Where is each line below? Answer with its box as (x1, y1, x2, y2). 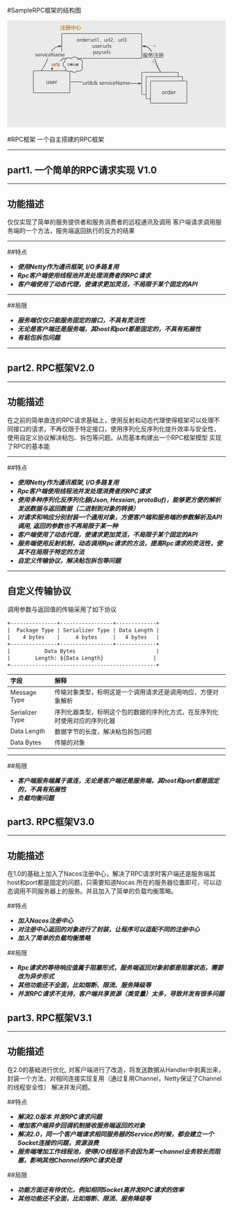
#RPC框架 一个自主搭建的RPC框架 (7, 135, 105, 144)
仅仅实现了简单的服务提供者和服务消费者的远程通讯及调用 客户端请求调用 (7, 218, 216, 226)
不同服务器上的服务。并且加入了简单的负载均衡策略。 (25, 887, 178, 895)
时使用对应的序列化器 (54, 716, 116, 725)
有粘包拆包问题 (17, 333, 60, 342)
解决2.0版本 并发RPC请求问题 (17, 1112, 103, 1121)
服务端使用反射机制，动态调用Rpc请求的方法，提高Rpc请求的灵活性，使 (17, 538, 223, 547)
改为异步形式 (17, 972, 54, 981)
